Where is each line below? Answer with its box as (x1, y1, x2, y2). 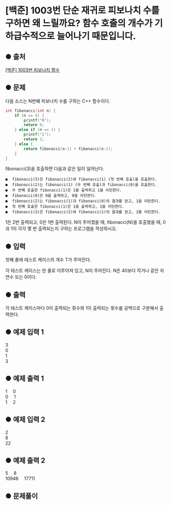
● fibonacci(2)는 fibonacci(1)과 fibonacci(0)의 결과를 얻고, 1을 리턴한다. (5, 198, 161, 204)
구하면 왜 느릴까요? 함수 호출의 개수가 (5, 17, 153, 29)
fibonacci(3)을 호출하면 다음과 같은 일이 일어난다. (5, 166, 105, 172)
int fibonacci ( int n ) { (5, 108, 56, 113)
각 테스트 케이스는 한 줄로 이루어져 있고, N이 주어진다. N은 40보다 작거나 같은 (5, 268, 159, 274)
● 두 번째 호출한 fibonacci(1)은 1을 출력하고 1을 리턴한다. (5, 188, 122, 193)
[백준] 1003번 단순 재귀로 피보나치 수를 (5, 5, 160, 16)
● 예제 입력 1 (5, 328, 44, 336)
